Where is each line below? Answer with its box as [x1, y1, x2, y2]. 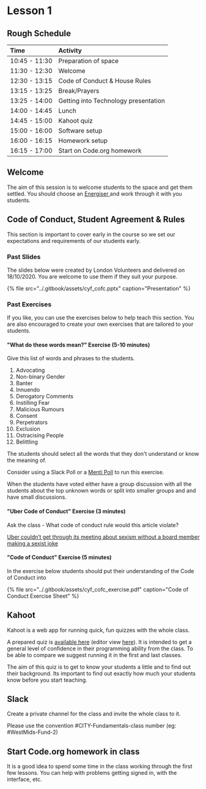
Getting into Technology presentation [58, 96, 166, 105]
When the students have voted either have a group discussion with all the [7, 480, 192, 488]
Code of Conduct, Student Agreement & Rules [7, 214, 185, 225]
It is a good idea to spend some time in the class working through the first [7, 763, 193, 770]
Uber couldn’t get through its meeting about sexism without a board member [7, 533, 200, 541]
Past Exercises [7, 300, 52, 309]
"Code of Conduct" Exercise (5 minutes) [7, 553, 112, 561]
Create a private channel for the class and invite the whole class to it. [7, 710, 181, 718]
